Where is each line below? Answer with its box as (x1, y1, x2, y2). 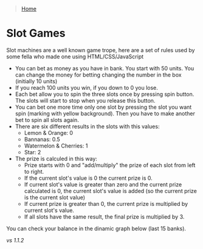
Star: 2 (24, 148, 41, 155)
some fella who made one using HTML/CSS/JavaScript (6, 53, 144, 60)
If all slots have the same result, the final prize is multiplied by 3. (24, 213, 185, 220)
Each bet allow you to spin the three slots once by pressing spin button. (15, 90, 194, 98)
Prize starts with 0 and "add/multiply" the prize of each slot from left (24, 161, 196, 169)
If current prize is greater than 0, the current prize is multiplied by (24, 200, 188, 207)
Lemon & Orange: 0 (24, 129, 74, 136)
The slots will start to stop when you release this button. (15, 97, 156, 104)
